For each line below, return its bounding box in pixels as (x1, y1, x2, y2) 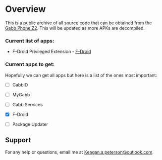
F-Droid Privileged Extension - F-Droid (12, 48, 91, 55)
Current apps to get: (5, 61, 55, 68)
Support (5, 136, 31, 144)
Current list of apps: (5, 37, 54, 44)
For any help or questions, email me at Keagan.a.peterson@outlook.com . (5, 149, 154, 155)
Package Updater (12, 121, 49, 127)
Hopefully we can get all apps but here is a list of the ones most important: (5, 72, 158, 78)
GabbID (12, 81, 28, 87)
